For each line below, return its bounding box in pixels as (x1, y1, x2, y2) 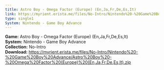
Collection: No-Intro (5, 44, 46, 50)
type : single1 (5, 16, 34, 21)
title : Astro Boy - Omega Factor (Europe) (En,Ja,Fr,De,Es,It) (5, 7, 137, 12)
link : (5, 12, 16, 16)
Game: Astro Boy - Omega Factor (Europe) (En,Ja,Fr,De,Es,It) (5, 34, 128, 40)
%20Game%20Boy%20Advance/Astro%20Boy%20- (5, 54, 112, 60)
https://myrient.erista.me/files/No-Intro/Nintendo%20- (28, 49, 138, 55)
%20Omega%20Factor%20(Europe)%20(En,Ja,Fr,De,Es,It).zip (5, 59, 131, 65)
